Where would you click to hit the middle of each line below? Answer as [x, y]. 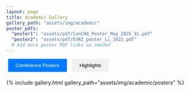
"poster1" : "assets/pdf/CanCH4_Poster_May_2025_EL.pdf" [82, 34]
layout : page [22, 12]
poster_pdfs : [22, 28]
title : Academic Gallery [37, 17]
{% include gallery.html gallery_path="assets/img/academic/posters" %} [95, 82]
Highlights [91, 65]
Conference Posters [38, 65]
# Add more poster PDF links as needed [61, 45]
